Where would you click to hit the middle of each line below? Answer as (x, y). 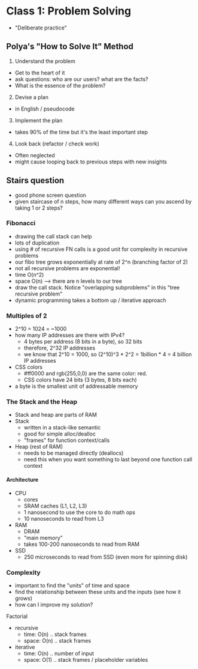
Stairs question (35, 180)
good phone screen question (51, 195)
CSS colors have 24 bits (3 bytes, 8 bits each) (80, 380)
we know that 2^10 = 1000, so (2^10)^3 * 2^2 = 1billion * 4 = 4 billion (108, 354)
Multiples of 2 (27, 315)
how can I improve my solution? (54, 604)
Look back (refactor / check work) (57, 144)
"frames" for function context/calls (67, 440)
